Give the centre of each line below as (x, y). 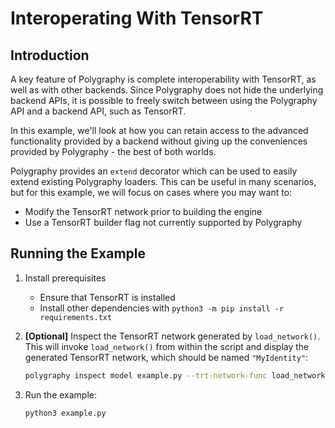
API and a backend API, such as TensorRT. (98, 111)
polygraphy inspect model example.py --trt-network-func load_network (175, 375)
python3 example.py (65, 413)
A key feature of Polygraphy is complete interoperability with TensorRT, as (163, 79)
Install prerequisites (65, 278)
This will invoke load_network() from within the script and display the (167, 346)
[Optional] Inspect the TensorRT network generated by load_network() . (172, 336)
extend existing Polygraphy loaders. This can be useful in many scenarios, (163, 181)
